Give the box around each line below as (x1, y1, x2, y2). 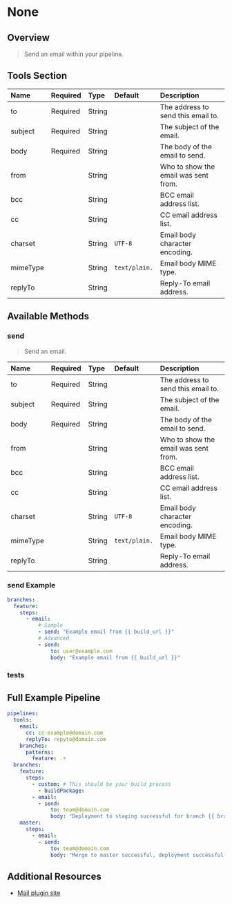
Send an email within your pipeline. (23, 50, 124, 58)
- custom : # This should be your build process (32, 780, 171, 788)
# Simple (37, 622, 64, 629)
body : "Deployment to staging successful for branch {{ (50, 813, 215, 820)
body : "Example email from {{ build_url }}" (50, 654, 181, 661)
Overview (7, 32, 50, 44)
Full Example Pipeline (7, 692, 101, 704)
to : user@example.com (50, 648, 113, 655)
